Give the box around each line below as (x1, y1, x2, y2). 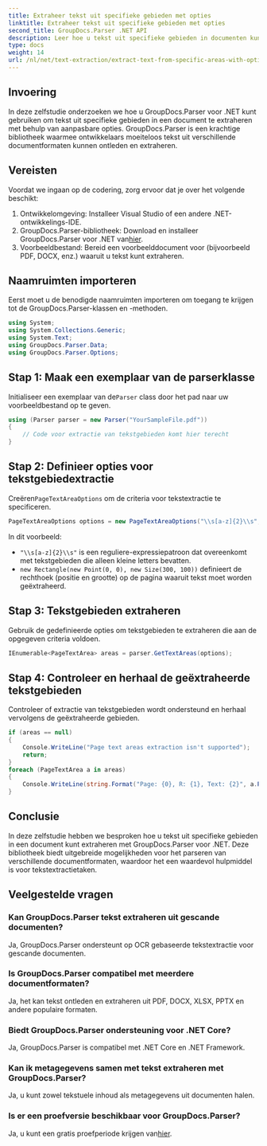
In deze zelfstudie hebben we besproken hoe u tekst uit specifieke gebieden (8, 831, 258, 840)
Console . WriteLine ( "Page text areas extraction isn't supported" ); (22, 743, 250, 751)
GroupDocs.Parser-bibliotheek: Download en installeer (19, 225, 199, 235)
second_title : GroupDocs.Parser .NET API (8, 26, 148, 34)
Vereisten (8, 164, 57, 178)
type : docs (8, 41, 44, 49)
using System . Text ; (8, 334, 73, 342)
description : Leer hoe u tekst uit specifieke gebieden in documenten (8, 33, 247, 42)
